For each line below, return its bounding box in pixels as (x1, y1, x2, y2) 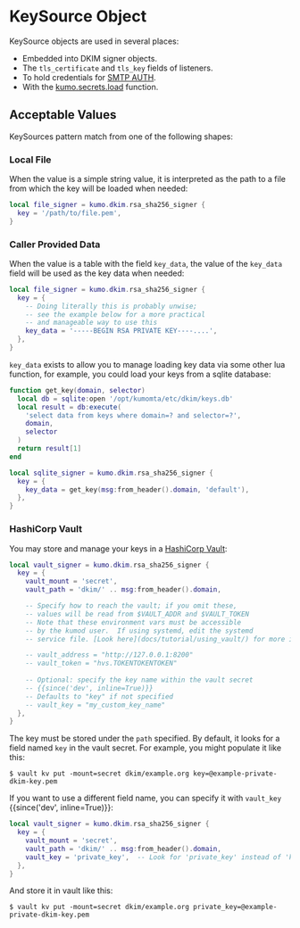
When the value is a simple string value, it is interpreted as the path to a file (9, 174, 286, 185)
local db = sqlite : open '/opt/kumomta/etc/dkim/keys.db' (17, 394, 234, 403)
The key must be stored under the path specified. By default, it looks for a (9, 733, 280, 744)
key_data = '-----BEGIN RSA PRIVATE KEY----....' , (25, 327, 218, 336)
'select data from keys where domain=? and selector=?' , (25, 410, 242, 420)
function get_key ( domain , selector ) (9, 385, 146, 394)
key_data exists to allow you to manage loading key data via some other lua (9, 359, 286, 369)
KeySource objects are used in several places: (9, 36, 179, 46)
